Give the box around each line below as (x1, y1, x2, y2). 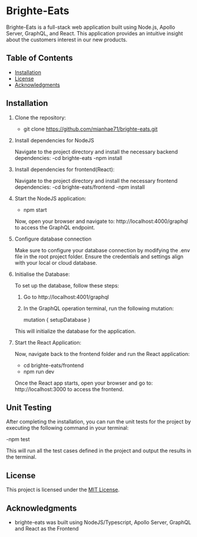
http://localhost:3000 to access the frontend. (14, 385, 124, 392)
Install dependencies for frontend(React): (14, 166, 115, 173)
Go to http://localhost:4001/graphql (23, 293, 109, 301)
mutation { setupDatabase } (23, 316, 91, 323)
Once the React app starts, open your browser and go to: (14, 379, 153, 386)
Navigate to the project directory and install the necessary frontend (14, 177, 178, 184)
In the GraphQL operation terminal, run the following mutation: (23, 305, 174, 312)
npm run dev (23, 368, 55, 375)
